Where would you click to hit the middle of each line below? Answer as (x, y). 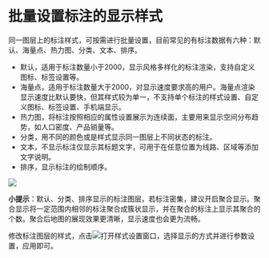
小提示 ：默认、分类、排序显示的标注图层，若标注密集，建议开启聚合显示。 (131, 198)
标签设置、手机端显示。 (86, 107)
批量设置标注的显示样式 (86, 16)
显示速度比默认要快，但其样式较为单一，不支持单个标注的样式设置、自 (136, 97)
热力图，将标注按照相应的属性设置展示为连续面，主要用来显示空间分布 (136, 117)
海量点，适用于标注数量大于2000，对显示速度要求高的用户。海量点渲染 (137, 87)
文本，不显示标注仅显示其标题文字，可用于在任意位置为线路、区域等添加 (139, 147)
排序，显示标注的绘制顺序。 (66, 167)
